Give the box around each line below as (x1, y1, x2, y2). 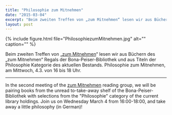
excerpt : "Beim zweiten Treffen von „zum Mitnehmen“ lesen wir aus (5, 17, 153, 22)
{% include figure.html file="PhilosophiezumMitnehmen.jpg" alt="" (5, 36, 146, 42)
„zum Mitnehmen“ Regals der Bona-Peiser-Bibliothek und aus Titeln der (5, 57, 157, 63)
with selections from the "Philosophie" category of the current (27, 93, 159, 99)
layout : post (5, 21, 33, 27)
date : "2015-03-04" (5, 12, 47, 17)
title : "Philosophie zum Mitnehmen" (5, 7, 83, 13)
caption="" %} (5, 41, 36, 48)
